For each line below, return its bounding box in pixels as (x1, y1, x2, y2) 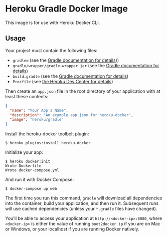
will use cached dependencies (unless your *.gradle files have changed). (5, 206, 157, 212)
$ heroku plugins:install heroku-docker (5, 141, 91, 146)
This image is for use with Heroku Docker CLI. (5, 20, 100, 26)
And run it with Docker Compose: (5, 176, 74, 183)
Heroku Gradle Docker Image (5, 3, 128, 15)
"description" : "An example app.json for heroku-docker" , (10, 112, 134, 118)
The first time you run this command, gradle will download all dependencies (5, 195, 162, 201)
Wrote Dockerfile (5, 163, 42, 168)
